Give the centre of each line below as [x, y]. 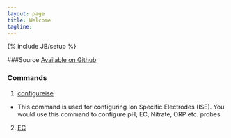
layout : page [26, 14]
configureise [35, 93]
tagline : [20, 26]
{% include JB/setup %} [42, 47]
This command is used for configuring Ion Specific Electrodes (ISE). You [121, 107]
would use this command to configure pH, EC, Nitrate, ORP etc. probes [119, 114]
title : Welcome [29, 20]
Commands [27, 78]
